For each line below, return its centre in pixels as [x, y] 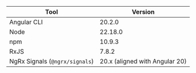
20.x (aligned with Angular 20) [143, 61]
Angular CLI [26, 22]
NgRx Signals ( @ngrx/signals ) [52, 61]
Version [143, 12]
